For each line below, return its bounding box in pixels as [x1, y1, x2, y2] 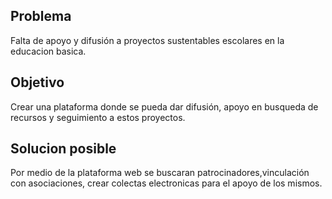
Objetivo [10, 74, 65, 91]
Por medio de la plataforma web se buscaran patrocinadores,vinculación [10, 167, 310, 179]
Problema [10, 8, 72, 25]
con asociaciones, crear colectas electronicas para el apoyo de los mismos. [10, 177, 323, 189]
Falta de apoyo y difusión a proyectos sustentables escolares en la [10, 34, 285, 46]
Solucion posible [10, 140, 117, 158]
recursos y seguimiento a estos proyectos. [10, 111, 186, 123]
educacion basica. [10, 45, 87, 57]
